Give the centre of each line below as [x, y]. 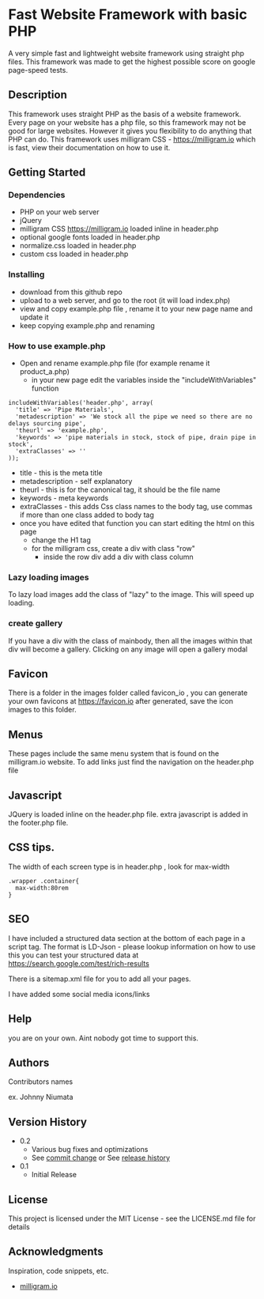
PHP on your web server [60, 212]
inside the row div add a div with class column [118, 557]
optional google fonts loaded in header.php [90, 237]
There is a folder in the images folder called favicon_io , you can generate [128, 693]
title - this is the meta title [61, 473]
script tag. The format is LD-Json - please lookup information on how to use [132, 946]
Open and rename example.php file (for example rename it [115, 363]
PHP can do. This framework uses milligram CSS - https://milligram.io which [132, 139]
